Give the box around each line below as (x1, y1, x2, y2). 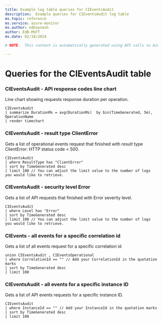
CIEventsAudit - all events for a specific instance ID (5, 281, 129, 288)
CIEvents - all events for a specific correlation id (5, 232, 121, 239)
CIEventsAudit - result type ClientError (5, 130, 98, 136)
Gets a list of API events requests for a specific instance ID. (5, 292, 124, 298)
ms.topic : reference (5, 16, 47, 21)
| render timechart (5, 119, 45, 124)
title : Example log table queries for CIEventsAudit (5, 7, 114, 12)
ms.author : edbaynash (5, 25, 49, 30)
